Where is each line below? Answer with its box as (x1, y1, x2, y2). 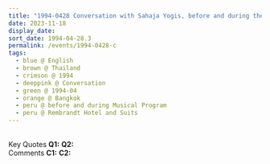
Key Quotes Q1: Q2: (8, 140, 74, 149)
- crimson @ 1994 (15, 72, 74, 80)
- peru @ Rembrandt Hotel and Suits (15, 109, 138, 117)
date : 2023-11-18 (8, 19, 67, 27)
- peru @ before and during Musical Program (15, 101, 167, 109)
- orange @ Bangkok (15, 94, 81, 102)
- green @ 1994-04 (15, 86, 78, 95)
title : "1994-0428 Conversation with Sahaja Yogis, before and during (8, 11, 250, 20)
